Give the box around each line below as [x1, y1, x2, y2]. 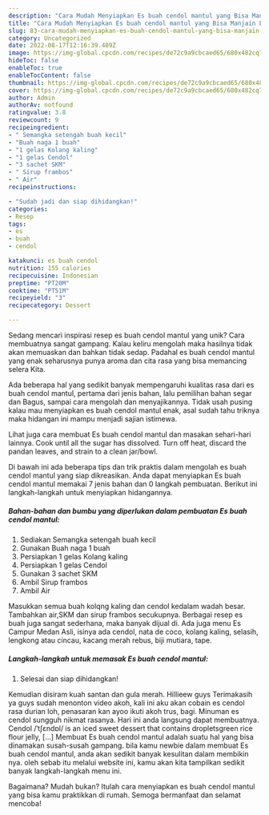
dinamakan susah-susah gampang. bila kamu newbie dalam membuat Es [8, 740, 249, 750]
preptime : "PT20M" [8, 279, 70, 287]
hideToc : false [8, 57, 59, 65]
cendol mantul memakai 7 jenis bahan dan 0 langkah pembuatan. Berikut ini [8, 479, 258, 489]
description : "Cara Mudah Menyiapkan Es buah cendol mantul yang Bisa [8, 11, 249, 20]
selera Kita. [8, 365, 46, 373]
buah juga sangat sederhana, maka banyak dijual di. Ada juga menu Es [8, 618, 242, 627]
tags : [8, 220, 26, 228]
